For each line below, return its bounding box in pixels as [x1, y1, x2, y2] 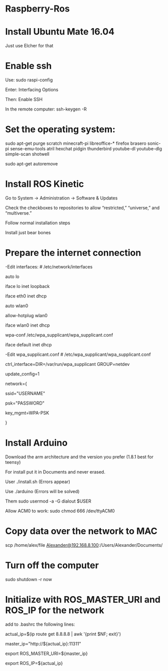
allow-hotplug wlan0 [5, 312, 48, 318]
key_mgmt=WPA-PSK [5, 410, 49, 416]
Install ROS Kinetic [5, 178, 84, 190]
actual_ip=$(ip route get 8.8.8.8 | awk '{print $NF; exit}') [5, 631, 121, 637]
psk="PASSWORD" [5, 400, 45, 406]
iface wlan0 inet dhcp [5, 322, 50, 328]
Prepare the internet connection [5, 247, 141, 259]
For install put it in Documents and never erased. [5, 468, 105, 475]
